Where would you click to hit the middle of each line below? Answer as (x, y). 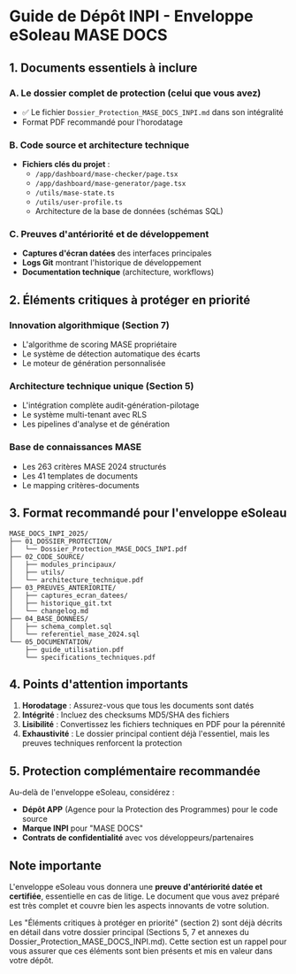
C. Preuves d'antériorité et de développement (109, 234)
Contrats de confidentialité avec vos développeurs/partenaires (138, 838)
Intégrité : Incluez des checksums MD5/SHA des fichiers (125, 715)
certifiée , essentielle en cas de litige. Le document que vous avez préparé (144, 896)
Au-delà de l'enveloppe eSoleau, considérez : (92, 793)
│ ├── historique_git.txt (61, 603)
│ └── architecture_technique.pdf (76, 580)
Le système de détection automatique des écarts (111, 354)
